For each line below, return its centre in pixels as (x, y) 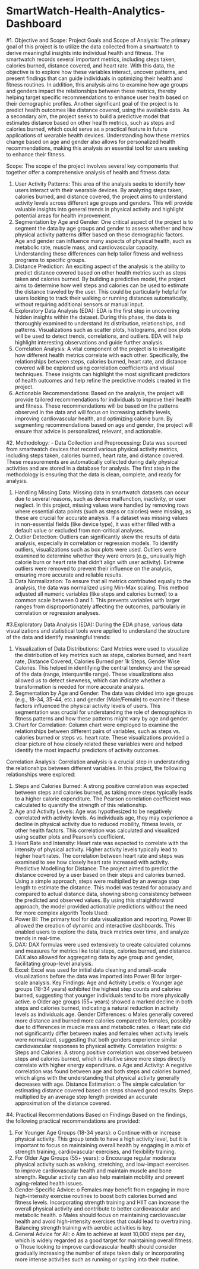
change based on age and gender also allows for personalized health (91, 141)
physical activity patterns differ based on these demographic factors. (99, 235)
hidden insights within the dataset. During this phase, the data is (93, 317)
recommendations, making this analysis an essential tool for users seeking (97, 148)
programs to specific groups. (50, 260)
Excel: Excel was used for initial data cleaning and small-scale (91, 970)
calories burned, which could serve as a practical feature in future (87, 129)
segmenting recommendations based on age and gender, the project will (104, 424)
